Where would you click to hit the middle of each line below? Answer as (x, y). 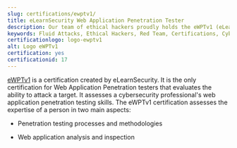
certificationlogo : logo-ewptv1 (55, 40)
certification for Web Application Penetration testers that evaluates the (110, 87)
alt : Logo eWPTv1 (33, 47)
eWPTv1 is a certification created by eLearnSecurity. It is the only (102, 80)
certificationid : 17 (38, 60)
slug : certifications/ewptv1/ (52, 14)
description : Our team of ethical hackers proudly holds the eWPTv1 (110, 27)
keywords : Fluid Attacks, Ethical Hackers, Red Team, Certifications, (113, 33)
